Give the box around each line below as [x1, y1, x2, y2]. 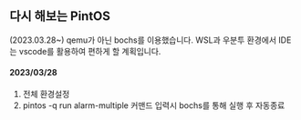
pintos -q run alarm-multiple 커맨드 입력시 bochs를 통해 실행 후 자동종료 [22, 100, 285, 111]
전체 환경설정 [22, 89, 70, 100]
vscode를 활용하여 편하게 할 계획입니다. [18, 45, 161, 56]
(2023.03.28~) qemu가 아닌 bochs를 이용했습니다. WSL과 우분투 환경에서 [9, 35, 276, 45]
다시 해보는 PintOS [9, 8, 111, 25]
